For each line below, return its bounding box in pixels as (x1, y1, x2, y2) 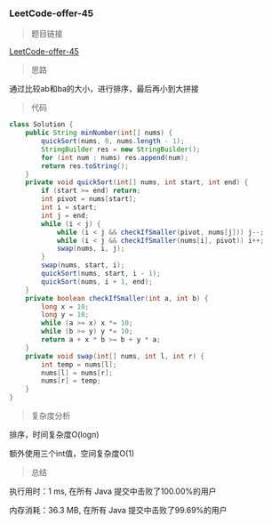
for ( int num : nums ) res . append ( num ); (41, 153, 189, 162)
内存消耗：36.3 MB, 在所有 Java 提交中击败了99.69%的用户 (9, 505, 228, 516)
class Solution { (9, 120, 74, 129)
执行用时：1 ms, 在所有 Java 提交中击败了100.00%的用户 (9, 486, 217, 496)
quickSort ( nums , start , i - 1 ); (41, 270, 162, 278)
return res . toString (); (41, 161, 129, 171)
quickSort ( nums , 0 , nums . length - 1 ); (41, 137, 185, 146)
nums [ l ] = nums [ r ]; (41, 368, 114, 377)
